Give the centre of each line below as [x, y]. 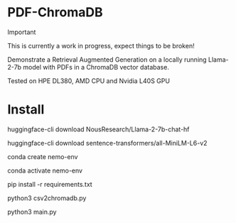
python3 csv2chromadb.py [47, 198]
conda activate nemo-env [45, 170]
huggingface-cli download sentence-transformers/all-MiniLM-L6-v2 [107, 143]
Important [22, 32]
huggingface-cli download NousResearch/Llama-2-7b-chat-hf [98, 129]
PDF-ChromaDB [55, 12]
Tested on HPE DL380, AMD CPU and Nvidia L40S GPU [89, 81]
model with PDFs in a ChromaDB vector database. [96, 67]
